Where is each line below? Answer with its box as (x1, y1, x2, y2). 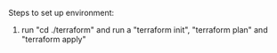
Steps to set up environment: (8, 8, 115, 18)
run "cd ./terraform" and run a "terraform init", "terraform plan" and (20, 25, 268, 34)
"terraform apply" (20, 34, 86, 44)
